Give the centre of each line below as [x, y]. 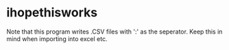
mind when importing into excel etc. [57, 38]
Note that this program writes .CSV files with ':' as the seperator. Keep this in [114, 32]
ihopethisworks [52, 13]
